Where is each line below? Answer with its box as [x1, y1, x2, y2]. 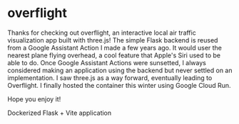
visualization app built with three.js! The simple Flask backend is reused [7, 35, 218, 44]
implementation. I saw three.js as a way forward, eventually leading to [7, 73, 213, 82]
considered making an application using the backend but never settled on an [7, 66, 233, 74]
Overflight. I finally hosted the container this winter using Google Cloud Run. [7, 81, 231, 89]
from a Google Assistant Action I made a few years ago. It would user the [7, 43, 223, 52]
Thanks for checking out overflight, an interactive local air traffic [7, 28, 196, 37]
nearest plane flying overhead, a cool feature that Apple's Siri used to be [7, 51, 221, 60]
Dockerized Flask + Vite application [7, 108, 112, 117]
